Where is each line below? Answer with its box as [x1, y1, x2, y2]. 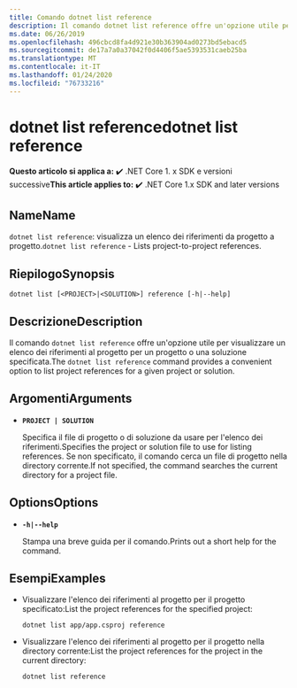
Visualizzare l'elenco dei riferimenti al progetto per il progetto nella [21, 637, 265, 647]
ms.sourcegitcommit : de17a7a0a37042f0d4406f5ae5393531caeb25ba [9, 46, 247, 55]
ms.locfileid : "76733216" [9, 79, 104, 88]
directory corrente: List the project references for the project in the [21, 645, 263, 656]
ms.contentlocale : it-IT [9, 63, 101, 72]
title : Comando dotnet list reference [9, 12, 152, 22]
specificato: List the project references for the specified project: [21, 604, 254, 615]
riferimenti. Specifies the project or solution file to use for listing [21, 441, 252, 452]
